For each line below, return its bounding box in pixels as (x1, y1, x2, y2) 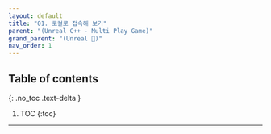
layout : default (8, 11, 63, 20)
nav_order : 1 (8, 42, 52, 50)
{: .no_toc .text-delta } (8, 93, 81, 103)
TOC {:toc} (19, 108, 56, 118)
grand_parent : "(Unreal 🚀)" (8, 34, 103, 43)
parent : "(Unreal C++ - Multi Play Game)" (8, 27, 153, 35)
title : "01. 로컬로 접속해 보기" (8, 19, 107, 27)
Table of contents (8, 72, 98, 86)
